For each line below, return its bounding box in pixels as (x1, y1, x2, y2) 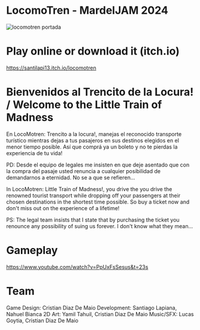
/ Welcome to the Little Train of (6, 98, 162, 111)
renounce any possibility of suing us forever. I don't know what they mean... (6, 222, 193, 229)
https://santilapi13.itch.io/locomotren (6, 64, 97, 71)
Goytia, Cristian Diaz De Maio (6, 317, 79, 324)
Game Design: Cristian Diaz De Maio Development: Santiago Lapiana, (6, 304, 177, 311)
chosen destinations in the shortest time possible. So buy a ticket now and (6, 198, 190, 205)
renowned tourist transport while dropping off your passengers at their (6, 192, 181, 199)
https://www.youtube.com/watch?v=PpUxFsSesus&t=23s (6, 263, 149, 270)
